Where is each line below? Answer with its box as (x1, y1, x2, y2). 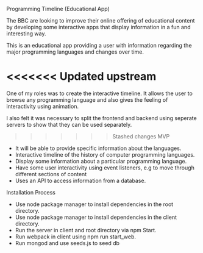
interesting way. (6, 30, 47, 37)
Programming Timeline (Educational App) (6, 5, 110, 12)
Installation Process (6, 188, 56, 196)
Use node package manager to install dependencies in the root (15, 201, 174, 208)
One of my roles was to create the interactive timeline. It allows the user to (6, 90, 193, 97)
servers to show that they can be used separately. (6, 121, 132, 128)
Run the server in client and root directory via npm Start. (15, 226, 157, 233)
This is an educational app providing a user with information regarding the (6, 42, 192, 49)
